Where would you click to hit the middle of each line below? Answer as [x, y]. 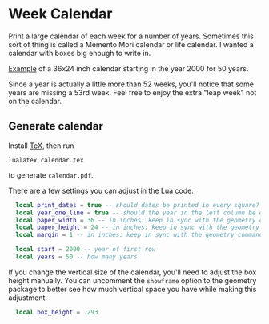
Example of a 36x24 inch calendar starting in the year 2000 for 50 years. [128, 68]
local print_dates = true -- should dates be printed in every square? [138, 205]
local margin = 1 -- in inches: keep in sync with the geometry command [139, 235]
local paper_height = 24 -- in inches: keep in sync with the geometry [138, 228]
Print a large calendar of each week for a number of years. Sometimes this [131, 36]
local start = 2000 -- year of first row [86, 250]
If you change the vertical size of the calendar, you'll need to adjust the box [132, 272]
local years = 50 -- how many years [76, 257]
